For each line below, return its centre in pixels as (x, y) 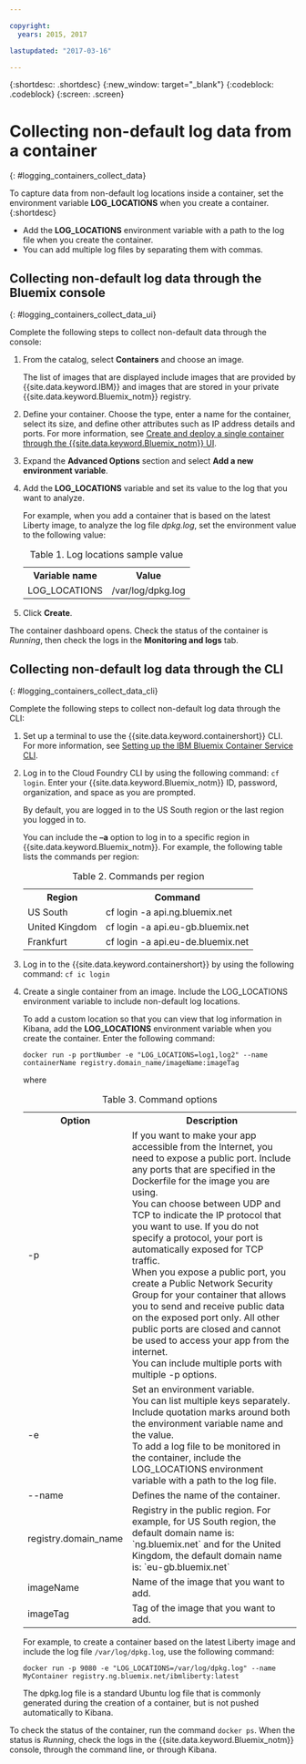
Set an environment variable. (193, 1389)
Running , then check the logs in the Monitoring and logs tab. (124, 641)
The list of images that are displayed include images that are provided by (159, 377)
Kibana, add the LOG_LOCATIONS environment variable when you (147, 1028)
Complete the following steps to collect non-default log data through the (145, 708)
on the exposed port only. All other (206, 1318)
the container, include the (186, 1457)
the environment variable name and (208, 1423)
